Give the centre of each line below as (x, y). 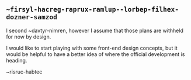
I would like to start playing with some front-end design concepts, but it (92, 48)
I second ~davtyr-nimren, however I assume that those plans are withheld (95, 30)
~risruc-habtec (24, 72)
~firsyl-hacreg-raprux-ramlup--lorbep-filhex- (93, 10)
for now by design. (29, 36)
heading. (17, 60)
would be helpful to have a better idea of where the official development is (95, 54)
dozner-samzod (32, 17)
